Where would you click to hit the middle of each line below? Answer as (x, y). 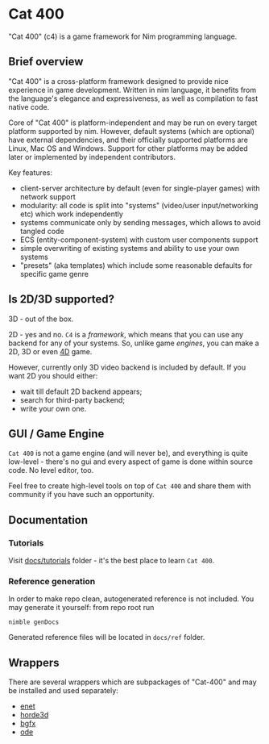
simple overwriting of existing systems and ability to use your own (130, 248)
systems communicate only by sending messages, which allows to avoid (141, 222)
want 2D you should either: (53, 375)
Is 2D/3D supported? (62, 299)
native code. (29, 107)
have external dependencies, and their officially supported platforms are (128, 140)
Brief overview (46, 62)
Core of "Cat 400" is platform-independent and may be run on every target (133, 123)
